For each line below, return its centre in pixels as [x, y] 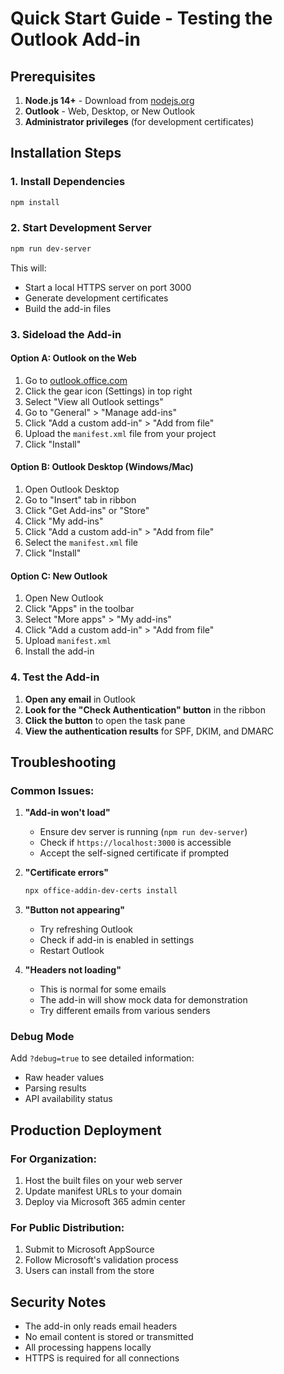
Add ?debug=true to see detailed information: [102, 1058]
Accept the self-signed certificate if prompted [134, 853]
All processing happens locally [88, 1348]
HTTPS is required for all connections [102, 1358]
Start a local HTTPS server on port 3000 [108, 287]
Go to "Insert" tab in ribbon [80, 500]
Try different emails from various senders [125, 1011]
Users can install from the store [89, 1271]
